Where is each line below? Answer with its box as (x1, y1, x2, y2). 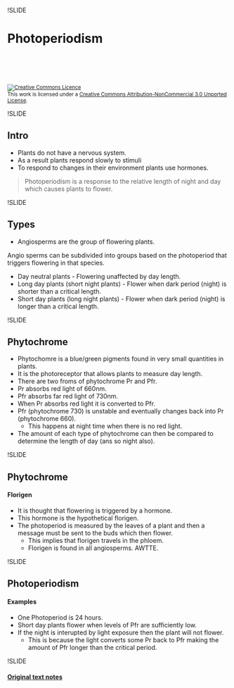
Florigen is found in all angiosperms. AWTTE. (27, 544, 159, 552)
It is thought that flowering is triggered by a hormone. (17, 506, 173, 515)
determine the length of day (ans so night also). (17, 437, 155, 446)
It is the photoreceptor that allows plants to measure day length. (17, 370, 203, 378)
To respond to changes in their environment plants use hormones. (17, 163, 209, 172)
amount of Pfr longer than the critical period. (27, 643, 157, 651)
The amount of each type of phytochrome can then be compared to (17, 430, 214, 438)
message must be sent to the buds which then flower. (17, 528, 174, 537)
